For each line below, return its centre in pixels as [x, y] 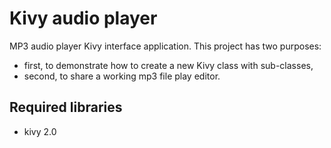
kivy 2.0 [40, 131]
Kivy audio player [83, 18]
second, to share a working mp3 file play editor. [122, 76]
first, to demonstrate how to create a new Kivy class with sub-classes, [168, 65]
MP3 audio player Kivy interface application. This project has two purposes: [165, 46]
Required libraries [66, 107]
